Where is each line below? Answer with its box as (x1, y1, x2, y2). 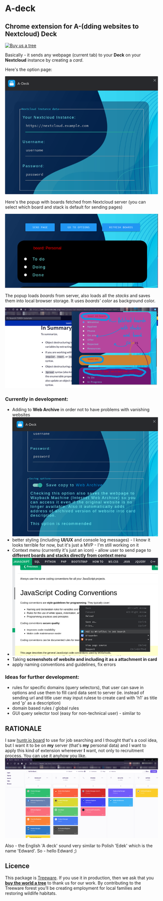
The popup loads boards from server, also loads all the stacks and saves (5, 292, 150, 298)
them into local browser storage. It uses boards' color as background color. (5, 298, 156, 304)
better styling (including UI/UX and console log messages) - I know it (12, 537, 150, 543)
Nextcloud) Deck (5, 30, 57, 38)
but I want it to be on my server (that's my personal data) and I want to (5, 742, 147, 748)
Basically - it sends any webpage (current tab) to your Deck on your (5, 52, 141, 58)
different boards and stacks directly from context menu (12, 552, 127, 558)
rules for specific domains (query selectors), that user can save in (12, 685, 144, 691)
